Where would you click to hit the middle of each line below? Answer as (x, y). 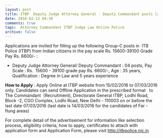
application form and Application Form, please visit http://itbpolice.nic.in (77, 130)
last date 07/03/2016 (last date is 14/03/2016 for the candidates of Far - (76, 106)
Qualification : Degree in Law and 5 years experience (65, 76)
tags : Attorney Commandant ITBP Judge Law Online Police (65, 28)
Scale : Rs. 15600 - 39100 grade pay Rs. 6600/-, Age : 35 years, (77, 70)
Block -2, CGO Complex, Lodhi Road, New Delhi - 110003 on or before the (79, 100)
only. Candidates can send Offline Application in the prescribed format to (79, 90)
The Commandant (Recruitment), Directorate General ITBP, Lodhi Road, (77, 95)
